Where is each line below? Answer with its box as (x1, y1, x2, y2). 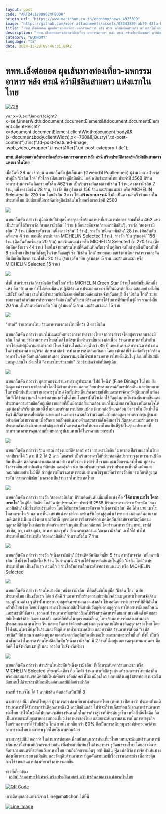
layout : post (5, 7, 33, 12)
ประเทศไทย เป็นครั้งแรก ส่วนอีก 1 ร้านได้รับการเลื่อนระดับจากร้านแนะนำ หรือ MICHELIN (5, 563, 151, 569)
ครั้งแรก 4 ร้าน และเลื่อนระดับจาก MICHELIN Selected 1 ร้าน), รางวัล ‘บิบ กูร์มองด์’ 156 (5, 233, 155, 239)
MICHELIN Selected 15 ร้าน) (5, 261, 61, 267)
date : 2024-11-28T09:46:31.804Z (5, 44, 72, 49)
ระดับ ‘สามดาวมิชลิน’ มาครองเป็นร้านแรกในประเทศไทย (5, 475, 94, 481)
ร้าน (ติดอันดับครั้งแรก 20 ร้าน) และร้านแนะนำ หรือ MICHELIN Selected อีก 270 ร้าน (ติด (5, 238, 160, 244)
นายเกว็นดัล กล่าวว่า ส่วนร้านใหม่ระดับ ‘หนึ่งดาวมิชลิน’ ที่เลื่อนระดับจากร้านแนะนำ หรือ (5, 662, 144, 668)
